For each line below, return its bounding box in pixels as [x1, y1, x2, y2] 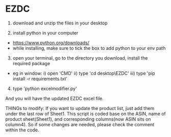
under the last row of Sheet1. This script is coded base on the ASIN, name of [5, 111, 166, 117]
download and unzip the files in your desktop [12, 20, 108, 26]
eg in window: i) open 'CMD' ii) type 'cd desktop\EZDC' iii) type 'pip [12, 70, 155, 76]
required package [12, 60, 50, 66]
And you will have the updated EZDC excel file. [5, 95, 104, 101]
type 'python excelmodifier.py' [12, 85, 78, 92]
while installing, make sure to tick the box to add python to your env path [12, 45, 166, 51]
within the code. [5, 127, 39, 133]
